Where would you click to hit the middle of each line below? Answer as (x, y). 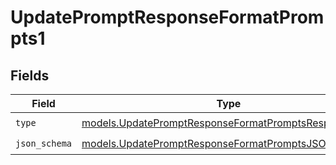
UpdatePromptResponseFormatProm (167, 17)
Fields (30, 75)
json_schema (44, 143)
